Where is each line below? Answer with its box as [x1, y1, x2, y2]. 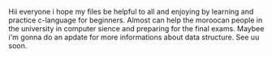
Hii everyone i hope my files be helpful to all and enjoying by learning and [8, 7, 254, 16]
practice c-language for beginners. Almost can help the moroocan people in [8, 15, 263, 25]
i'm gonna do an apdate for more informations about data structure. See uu [8, 32, 260, 42]
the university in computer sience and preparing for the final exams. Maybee [8, 24, 265, 33]
